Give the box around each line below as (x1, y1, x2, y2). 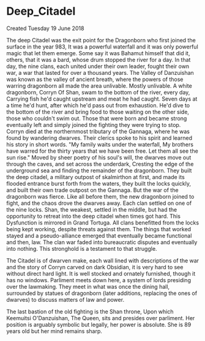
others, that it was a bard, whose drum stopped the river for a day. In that (6, 56, 191, 63)
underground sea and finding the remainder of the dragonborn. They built (6, 167, 192, 174)
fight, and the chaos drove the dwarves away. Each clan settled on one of (6, 199, 192, 207)
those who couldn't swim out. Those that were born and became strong (6, 115, 187, 122)
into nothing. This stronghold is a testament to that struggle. (6, 245, 157, 252)
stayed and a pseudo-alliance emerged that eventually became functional (6, 232, 192, 239)
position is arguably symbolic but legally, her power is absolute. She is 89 (6, 321, 192, 328)
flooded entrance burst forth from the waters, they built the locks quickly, (6, 180, 192, 187)
